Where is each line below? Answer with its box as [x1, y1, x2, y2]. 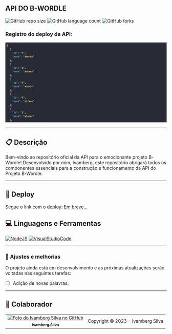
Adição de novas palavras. [12, 280, 69, 286]
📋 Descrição [5, 138, 48, 147]
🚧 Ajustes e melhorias [5, 253, 60, 260]
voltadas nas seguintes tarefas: [5, 270, 72, 276]
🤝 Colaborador [5, 300, 53, 309]
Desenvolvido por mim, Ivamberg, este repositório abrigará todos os [23, 159, 166, 166]
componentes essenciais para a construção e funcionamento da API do [5, 165, 156, 171]
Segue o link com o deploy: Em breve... [5, 204, 88, 210]
